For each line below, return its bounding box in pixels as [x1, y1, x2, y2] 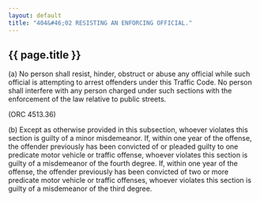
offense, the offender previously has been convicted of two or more [8, 167, 229, 176]
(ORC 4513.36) [8, 110, 57, 119]
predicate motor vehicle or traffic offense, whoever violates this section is [8, 150, 248, 160]
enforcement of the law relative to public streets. [8, 94, 167, 104]
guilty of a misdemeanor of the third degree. [8, 184, 153, 194]
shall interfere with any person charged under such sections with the [8, 86, 232, 96]
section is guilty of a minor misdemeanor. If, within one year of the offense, [8, 134, 252, 143]
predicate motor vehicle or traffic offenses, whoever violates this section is [8, 176, 251, 185]
